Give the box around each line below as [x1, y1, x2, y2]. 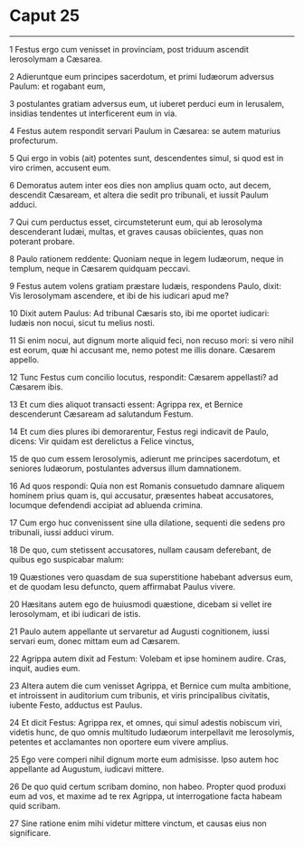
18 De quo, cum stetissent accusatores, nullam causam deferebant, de [9, 544, 271, 555]
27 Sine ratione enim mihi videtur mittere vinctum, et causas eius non [9, 817, 267, 829]
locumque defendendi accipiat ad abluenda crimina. [9, 499, 204, 510]
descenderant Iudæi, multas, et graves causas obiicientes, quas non [9, 226, 264, 236]
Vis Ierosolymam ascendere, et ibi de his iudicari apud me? [9, 290, 229, 301]
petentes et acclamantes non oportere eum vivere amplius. [9, 736, 229, 747]
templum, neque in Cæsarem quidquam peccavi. [9, 263, 191, 274]
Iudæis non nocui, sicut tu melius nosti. [9, 317, 156, 328]
